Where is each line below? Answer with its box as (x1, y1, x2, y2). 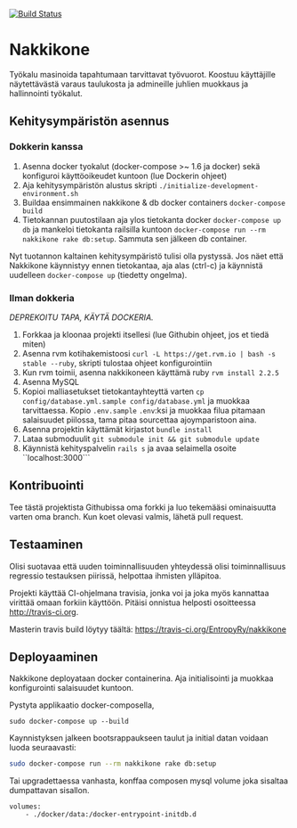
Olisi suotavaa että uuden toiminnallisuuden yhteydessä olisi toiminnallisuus (9, 561, 286, 571)
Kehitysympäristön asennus (9, 114, 170, 129)
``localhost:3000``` (21, 452, 91, 463)
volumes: (9, 802, 42, 811)
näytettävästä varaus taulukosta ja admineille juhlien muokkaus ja (9, 78, 249, 89)
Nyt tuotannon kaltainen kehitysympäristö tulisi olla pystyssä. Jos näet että (9, 250, 284, 261)
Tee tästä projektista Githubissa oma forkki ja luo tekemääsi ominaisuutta (9, 502, 277, 512)
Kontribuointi (9, 478, 84, 494)
